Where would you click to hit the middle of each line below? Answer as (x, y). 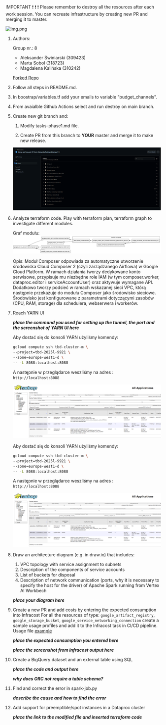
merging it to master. (27, 19)
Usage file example (32, 631)
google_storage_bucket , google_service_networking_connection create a (86, 621)
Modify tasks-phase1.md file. (50, 126)
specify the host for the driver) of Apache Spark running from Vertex (90, 585)
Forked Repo (26, 78)
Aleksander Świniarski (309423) (53, 58)
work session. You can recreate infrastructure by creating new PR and (77, 14)
